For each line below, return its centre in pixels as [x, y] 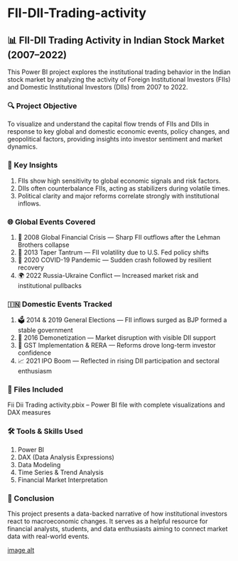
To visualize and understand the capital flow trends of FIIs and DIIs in [108, 124]
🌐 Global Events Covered [52, 222]
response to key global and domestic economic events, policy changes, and [118, 132]
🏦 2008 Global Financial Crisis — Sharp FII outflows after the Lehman [119, 237]
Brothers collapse [43, 245]
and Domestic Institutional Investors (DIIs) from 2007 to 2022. [98, 87]
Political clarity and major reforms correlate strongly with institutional [118, 196]
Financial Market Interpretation [63, 480]
